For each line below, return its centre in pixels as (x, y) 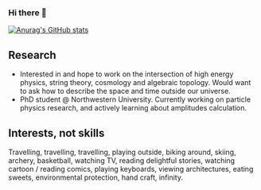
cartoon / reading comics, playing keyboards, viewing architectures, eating (131, 169)
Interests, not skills (56, 133)
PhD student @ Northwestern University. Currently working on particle (135, 99)
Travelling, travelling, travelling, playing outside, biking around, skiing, (122, 152)
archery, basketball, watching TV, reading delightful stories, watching (122, 160)
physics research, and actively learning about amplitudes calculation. (133, 108)
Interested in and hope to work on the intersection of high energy (127, 74)
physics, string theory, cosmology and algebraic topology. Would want (135, 83)
